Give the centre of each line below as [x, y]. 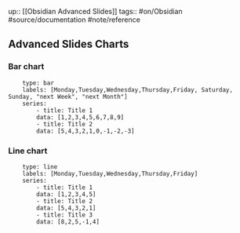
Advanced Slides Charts [69, 44]
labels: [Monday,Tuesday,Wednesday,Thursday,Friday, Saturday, [128, 89]
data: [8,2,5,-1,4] [68, 222]
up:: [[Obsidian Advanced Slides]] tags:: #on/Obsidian [95, 11]
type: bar [38, 83]
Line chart [28, 151]
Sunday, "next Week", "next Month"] [68, 96]
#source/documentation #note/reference [75, 20]
